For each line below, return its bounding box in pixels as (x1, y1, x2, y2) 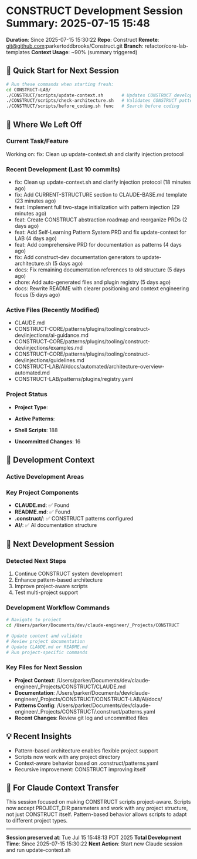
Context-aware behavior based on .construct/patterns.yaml (14, 759, 158, 767)
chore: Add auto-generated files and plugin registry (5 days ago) (14, 278, 171, 286)
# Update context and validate (6, 633, 83, 639)
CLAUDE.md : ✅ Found (14, 502, 70, 509)
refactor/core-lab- (144, 42, 189, 49)
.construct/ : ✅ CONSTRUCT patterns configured (14, 515, 134, 522)
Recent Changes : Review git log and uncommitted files (14, 714, 148, 721)
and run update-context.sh (6, 847, 71, 854)
